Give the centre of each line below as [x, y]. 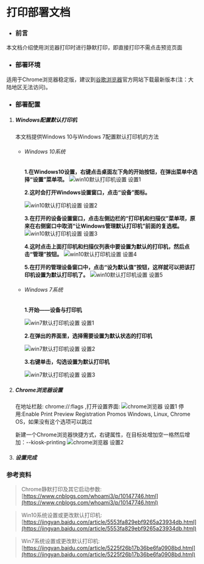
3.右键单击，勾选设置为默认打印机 [67, 362]
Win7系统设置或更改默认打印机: [61, 541]
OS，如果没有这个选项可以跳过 [54, 422]
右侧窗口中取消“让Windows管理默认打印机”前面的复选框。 [109, 226]
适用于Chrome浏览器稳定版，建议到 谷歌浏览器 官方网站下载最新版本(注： [97, 79]
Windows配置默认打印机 [46, 120]
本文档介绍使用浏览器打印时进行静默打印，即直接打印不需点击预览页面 [94, 48]
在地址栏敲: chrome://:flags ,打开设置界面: [68, 407]
